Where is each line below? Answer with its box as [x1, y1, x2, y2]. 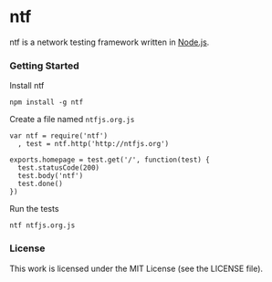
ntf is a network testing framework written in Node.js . [9, 37, 210, 47]
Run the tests [9, 204, 59, 214]
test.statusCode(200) [17, 163, 100, 172]
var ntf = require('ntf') [9, 131, 108, 141]
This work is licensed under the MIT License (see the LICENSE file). [9, 263, 263, 274]
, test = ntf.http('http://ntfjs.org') [17, 140, 170, 149]
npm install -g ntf [9, 98, 84, 107]
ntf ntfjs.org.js [9, 221, 76, 230]
